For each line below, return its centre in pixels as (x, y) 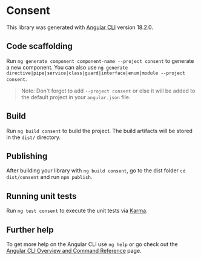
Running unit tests (41, 196)
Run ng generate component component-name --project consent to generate (100, 60)
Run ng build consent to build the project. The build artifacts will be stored (99, 131)
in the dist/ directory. (34, 137)
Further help (30, 229)
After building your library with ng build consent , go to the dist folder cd (96, 171)
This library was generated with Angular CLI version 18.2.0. (80, 27)
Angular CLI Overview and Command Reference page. (74, 251)
